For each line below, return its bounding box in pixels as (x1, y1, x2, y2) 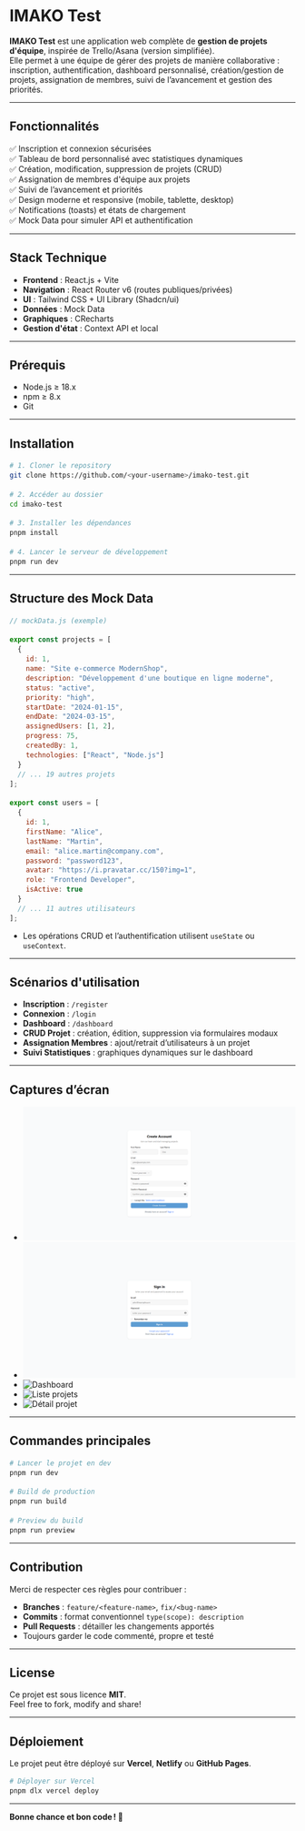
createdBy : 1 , (25, 741, 79, 750)
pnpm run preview (9, 1525, 75, 1534)
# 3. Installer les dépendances (9, 519, 132, 528)
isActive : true (25, 885, 84, 895)
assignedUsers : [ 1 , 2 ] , (25, 722, 116, 731)
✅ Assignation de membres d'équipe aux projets (9, 174, 191, 185)
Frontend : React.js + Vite (22, 274, 120, 285)
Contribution (9, 1560, 84, 1575)
